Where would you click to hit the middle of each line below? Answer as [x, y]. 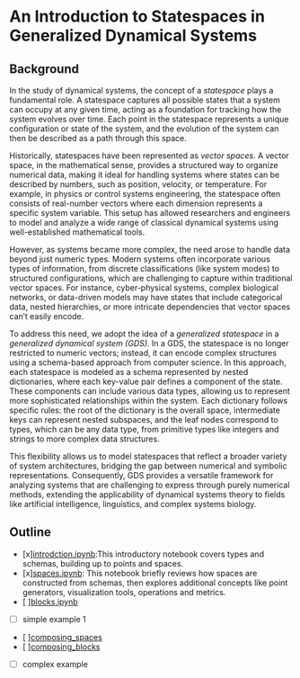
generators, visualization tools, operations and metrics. [124, 592]
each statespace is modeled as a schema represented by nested [129, 372]
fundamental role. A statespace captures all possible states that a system [145, 100]
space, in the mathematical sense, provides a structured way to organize [144, 165]
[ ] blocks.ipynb [50, 602]
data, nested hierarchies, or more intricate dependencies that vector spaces [150, 307]
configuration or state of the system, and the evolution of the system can [144, 129]
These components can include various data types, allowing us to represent [150, 391]
